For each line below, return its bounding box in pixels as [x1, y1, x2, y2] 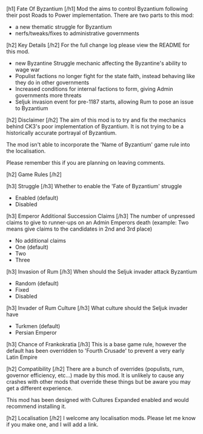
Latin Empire [6, 353, 38, 361]
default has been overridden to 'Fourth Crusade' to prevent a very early [6, 347, 185, 354]
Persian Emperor [15, 329, 58, 336]
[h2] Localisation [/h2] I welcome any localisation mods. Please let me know [6, 415, 196, 421]
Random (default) [15, 280, 59, 287]
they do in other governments [15, 79, 90, 86]
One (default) [15, 243, 48, 251]
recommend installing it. [6, 403, 67, 410]
